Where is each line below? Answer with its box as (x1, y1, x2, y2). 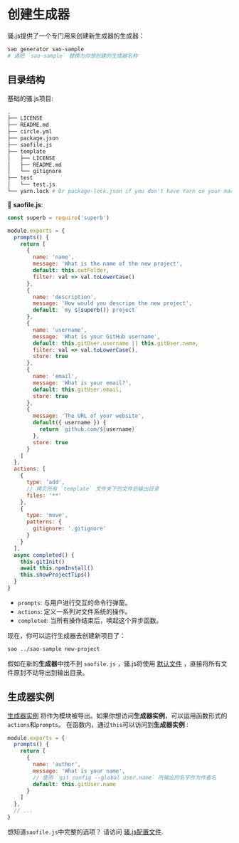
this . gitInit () (20, 558, 65, 565)
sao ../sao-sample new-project (7, 645, 100, 652)
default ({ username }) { (33, 419, 107, 426)
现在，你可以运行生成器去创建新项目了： (7, 631, 126, 639)
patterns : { (26, 518, 62, 525)
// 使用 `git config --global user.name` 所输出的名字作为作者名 (33, 774, 217, 781)
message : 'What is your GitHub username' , (33, 333, 161, 340)
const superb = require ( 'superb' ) (7, 214, 110, 221)
